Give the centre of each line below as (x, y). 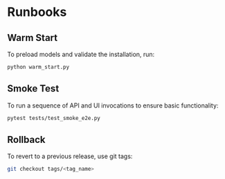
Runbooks (37, 12)
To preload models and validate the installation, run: (81, 54)
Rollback (26, 139)
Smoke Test (33, 88)
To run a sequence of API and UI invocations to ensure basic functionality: (113, 105)
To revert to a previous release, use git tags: (70, 156)
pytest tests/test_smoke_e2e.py (54, 118)
